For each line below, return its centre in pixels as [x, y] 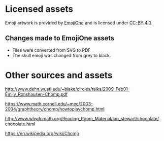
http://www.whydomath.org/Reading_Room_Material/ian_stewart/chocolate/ [82, 118]
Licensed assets [39, 9]
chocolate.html [20, 124]
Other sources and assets [59, 75]
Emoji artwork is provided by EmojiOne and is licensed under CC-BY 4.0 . [79, 23]
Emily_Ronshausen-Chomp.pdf [36, 94]
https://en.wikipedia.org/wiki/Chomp [42, 133]
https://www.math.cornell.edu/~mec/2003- [49, 104]
